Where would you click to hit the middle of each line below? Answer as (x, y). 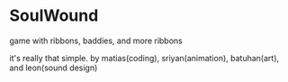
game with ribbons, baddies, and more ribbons (96, 41)
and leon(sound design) (54, 68)
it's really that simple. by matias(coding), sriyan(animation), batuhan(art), (144, 58)
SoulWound (54, 16)
